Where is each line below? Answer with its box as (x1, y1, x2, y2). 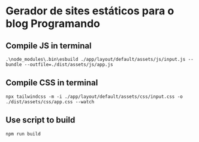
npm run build (5, 131, 41, 137)
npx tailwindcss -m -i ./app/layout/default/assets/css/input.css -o (5, 94, 183, 100)
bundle (5, 61, 22, 67)
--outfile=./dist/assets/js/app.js (24, 61, 113, 67)
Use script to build (5, 115, 76, 125)
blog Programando (5, 17, 100, 30)
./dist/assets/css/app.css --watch (5, 98, 95, 105)
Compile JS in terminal (5, 41, 92, 51)
